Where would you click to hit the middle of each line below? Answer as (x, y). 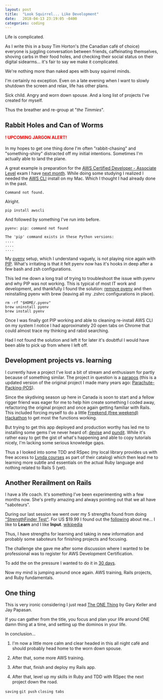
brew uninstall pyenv (27, 307)
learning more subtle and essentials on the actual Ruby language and (74, 462)
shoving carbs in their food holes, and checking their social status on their (79, 57)
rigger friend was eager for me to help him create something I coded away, (80, 402)
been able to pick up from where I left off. (46, 345)
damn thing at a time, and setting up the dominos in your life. (66, 625)
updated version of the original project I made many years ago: (68, 383)
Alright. (12, 201)
